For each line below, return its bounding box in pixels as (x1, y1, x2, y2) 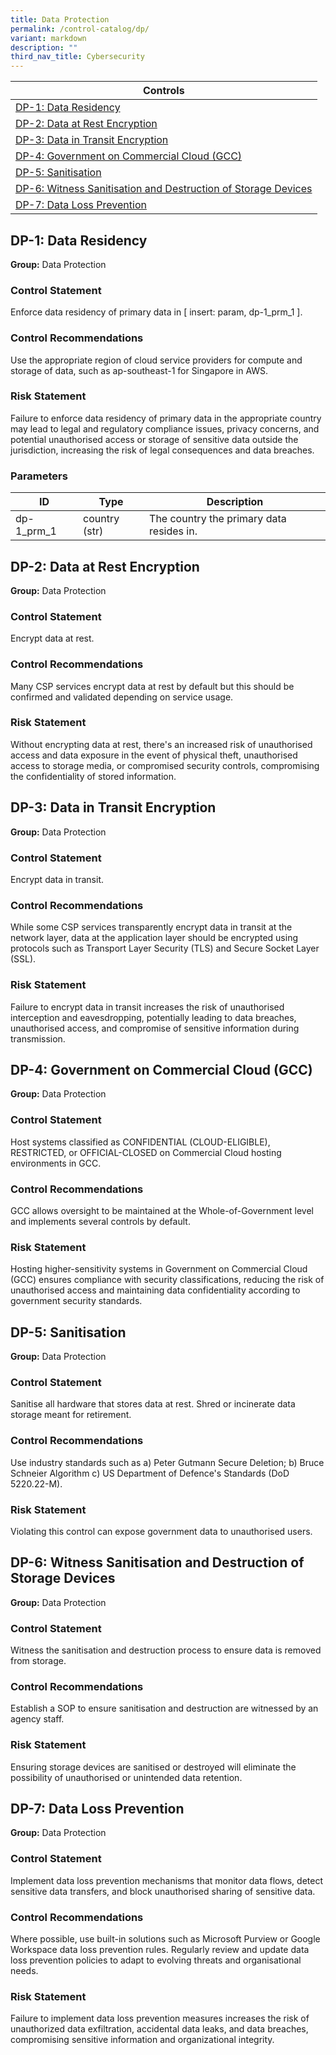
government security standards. (10, 1295, 143, 1307)
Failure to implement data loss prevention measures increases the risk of (10, 2012, 310, 2025)
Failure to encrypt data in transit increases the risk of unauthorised (10, 1001, 285, 1013)
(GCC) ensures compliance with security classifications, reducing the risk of (10, 1274, 325, 1286)
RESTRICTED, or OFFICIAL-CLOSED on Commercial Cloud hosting (10, 1146, 282, 1158)
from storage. (10, 1655, 67, 1667)
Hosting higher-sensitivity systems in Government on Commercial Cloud (10, 1263, 308, 1275)
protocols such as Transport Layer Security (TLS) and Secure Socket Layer (10, 942, 320, 955)
